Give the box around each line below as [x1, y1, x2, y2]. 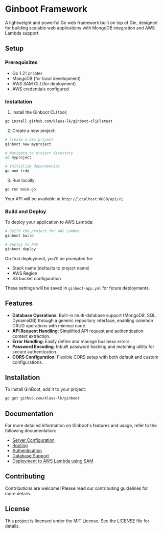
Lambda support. [5, 30, 40, 36]
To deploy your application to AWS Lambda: [5, 219, 94, 225]
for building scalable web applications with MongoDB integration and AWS [5, 25, 155, 30]
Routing [12, 443, 28, 449]
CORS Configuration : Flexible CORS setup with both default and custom [12, 354, 159, 360]
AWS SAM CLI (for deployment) [12, 80, 76, 86]
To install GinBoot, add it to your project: [5, 386, 87, 392]
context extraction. [12, 333, 50, 339]
